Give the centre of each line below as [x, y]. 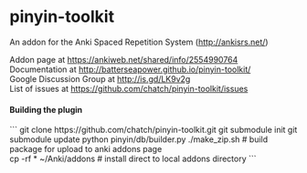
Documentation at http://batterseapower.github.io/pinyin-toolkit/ [130, 69]
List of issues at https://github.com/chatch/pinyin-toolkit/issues [129, 88]
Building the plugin [46, 109]
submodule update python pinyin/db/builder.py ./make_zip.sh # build [139, 139]
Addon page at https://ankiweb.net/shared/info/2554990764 [124, 59]
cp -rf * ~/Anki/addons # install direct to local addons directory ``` [133, 159]
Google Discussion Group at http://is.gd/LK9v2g [100, 78]
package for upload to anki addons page [86, 149]
